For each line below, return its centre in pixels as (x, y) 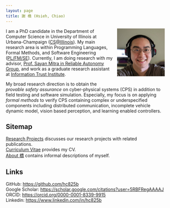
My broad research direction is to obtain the (51, 84)
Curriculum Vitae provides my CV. (41, 150)
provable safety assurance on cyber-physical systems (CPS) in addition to (83, 89)
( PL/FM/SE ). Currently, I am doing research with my (59, 58)
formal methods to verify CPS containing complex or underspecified (77, 100)
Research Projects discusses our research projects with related (71, 139)
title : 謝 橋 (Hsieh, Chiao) (36, 16)
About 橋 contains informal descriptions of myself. (58, 156)
